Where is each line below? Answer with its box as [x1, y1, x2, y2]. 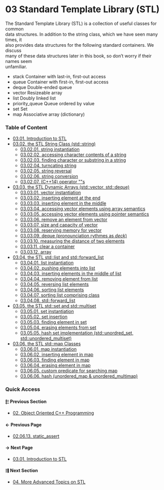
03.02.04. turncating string [20, 163, 77, 169]
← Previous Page [5, 421, 42, 427]
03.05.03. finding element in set [20, 319, 87, 325]
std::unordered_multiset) [20, 335, 72, 342]
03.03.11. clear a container [20, 243, 75, 250]
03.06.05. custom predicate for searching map [20, 367, 118, 374]
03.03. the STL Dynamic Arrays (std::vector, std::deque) [12, 184, 130, 190]
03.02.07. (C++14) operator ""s [20, 179, 85, 185]
